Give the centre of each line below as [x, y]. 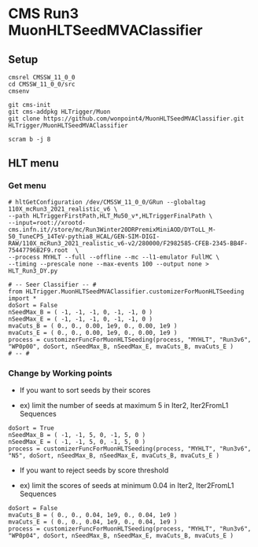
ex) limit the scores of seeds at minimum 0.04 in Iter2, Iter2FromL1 [127, 485]
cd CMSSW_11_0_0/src [42, 84]
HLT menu [33, 163]
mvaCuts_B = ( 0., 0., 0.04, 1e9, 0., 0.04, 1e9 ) [93, 515]
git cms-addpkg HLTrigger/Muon [59, 112]
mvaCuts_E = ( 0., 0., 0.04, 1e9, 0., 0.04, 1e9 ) [93, 522]
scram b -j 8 [29, 139]
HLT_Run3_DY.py [33, 271]
